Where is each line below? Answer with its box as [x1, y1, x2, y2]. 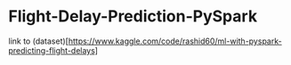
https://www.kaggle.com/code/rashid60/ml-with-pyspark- [68, 36, 282, 46]
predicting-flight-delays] [8, 45, 99, 55]
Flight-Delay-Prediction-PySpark [8, 6, 258, 27]
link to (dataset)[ [8, 36, 69, 46]
